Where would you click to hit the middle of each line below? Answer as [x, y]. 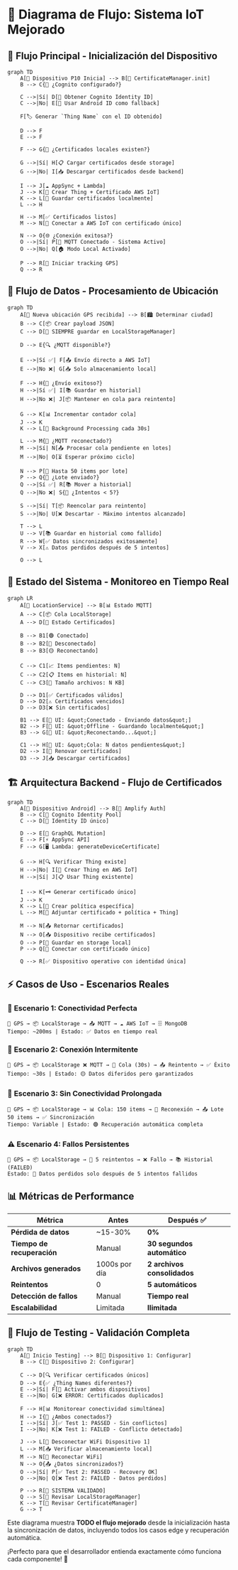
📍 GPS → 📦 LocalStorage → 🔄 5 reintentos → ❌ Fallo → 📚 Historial [110, 1160]
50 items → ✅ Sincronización [51, 1117]
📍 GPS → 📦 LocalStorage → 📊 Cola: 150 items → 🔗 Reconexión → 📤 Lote [116, 1109]
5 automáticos [172, 1284]
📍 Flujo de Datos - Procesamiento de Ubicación [113, 291]
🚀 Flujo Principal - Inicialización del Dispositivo [113, 56]
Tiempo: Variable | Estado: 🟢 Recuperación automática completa [105, 1124]
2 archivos [166, 1264]
